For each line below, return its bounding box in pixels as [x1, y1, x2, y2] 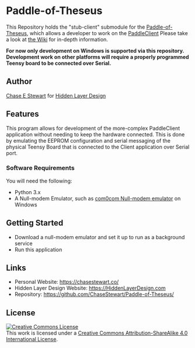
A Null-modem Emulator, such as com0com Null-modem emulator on [14, 195, 181, 202]
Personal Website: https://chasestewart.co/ [14, 278, 119, 285]
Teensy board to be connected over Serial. [6, 60, 112, 67]
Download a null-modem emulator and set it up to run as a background [14, 233, 185, 240]
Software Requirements [6, 164, 75, 172]
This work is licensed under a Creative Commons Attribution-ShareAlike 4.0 [6, 329, 188, 337]
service [14, 240, 33, 247]
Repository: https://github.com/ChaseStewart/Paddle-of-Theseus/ [14, 291, 174, 298]
